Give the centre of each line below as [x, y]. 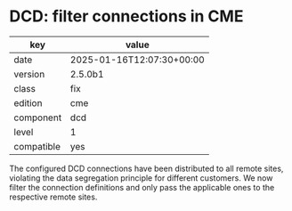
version [29, 74]
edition [28, 102]
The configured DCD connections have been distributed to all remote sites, [146, 168]
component [38, 118]
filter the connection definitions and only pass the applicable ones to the [142, 187]
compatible [37, 146]
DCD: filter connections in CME [126, 16]
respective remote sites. [53, 197]
